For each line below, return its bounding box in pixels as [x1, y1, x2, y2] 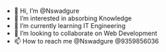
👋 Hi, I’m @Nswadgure [13, 7, 79, 15]
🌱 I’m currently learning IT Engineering [13, 22, 126, 30]
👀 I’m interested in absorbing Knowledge [13, 14, 132, 22]
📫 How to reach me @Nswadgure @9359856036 [13, 37, 160, 45]
